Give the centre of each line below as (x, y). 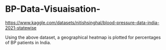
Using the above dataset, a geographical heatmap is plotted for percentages (83, 37)
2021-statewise (21, 27)
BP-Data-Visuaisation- (53, 9)
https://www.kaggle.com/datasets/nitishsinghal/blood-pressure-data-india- (82, 23)
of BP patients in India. (28, 42)
